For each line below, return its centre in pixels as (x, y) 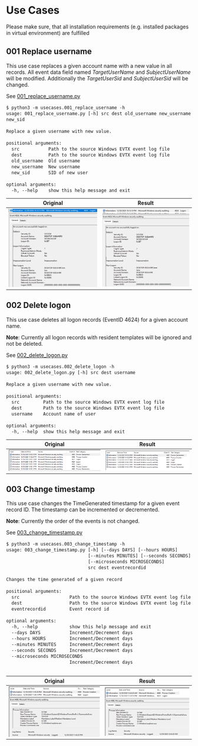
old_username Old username (46, 161)
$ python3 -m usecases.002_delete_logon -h (60, 366)
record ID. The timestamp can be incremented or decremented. (83, 510)
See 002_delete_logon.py (37, 355)
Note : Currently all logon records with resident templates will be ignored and (99, 337)
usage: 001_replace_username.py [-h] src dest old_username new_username (99, 113)
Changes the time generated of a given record (64, 580)
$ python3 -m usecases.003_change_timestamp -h (66, 544)
